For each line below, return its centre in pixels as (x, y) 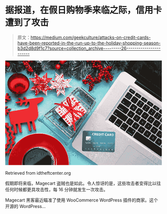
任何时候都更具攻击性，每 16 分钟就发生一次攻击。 (57, 190)
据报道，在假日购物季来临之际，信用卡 (84, 10)
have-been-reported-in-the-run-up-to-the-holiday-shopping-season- (89, 43)
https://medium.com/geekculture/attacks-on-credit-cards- (91, 37)
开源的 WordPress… (26, 207)
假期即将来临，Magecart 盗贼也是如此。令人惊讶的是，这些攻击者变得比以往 (83, 183)
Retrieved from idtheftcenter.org (38, 173)
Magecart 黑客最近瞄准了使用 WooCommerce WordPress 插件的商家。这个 (82, 200)
